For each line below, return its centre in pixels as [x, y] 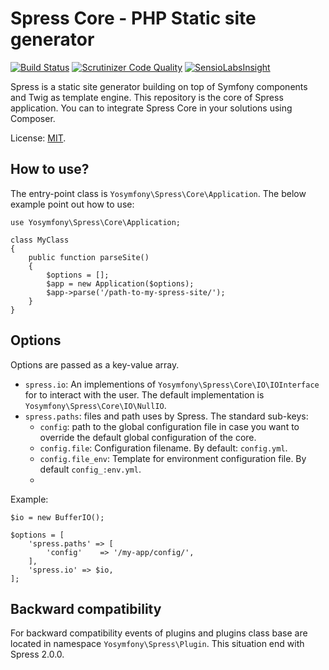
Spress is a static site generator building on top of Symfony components [159, 86]
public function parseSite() [89, 257]
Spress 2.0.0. [37, 654]
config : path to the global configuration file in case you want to [169, 426]
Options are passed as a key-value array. [95, 364]
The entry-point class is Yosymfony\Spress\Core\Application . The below [158, 193]
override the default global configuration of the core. [148, 437]
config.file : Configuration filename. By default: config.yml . [163, 448]
